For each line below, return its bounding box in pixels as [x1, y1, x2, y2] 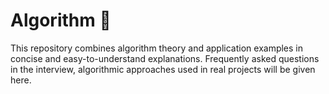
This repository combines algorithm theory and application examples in [10, 42, 304, 54]
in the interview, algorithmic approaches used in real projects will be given [10, 63, 316, 75]
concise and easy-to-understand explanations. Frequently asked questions [10, 52, 320, 64]
